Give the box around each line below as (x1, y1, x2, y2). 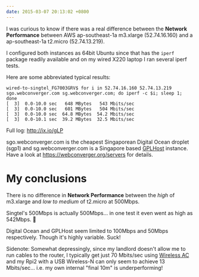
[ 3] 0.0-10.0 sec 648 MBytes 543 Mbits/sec (6, 101, 135, 107)
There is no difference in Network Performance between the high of (6, 191, 175, 198)
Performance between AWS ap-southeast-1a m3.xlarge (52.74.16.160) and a (6, 31, 193, 39)
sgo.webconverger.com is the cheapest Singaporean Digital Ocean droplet (6, 138, 189, 145)
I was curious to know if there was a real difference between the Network (6, 25, 188, 32)
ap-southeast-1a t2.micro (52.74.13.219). (6, 38, 105, 45)
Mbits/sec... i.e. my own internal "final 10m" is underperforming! (6, 264, 163, 271)
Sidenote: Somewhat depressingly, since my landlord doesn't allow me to (6, 245, 186, 252)
